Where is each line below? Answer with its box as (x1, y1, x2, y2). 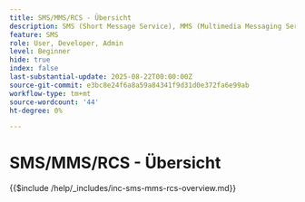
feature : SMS (9, 30, 59, 39)
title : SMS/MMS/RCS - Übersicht (9, 13, 132, 23)
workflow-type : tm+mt (9, 89, 92, 98)
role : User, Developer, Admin (9, 38, 124, 48)
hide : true (9, 55, 51, 64)
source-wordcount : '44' (9, 97, 100, 107)
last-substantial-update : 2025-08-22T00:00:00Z (9, 72, 193, 82)
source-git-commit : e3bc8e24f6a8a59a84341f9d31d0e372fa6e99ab (9, 81, 250, 90)
